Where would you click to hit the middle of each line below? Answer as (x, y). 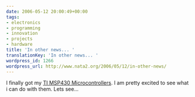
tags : (13, 17)
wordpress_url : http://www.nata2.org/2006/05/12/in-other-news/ (86, 66)
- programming (23, 28)
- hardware (19, 45)
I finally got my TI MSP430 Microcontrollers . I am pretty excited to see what (97, 83)
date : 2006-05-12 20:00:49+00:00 (47, 11)
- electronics (23, 22)
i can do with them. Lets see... (42, 89)
